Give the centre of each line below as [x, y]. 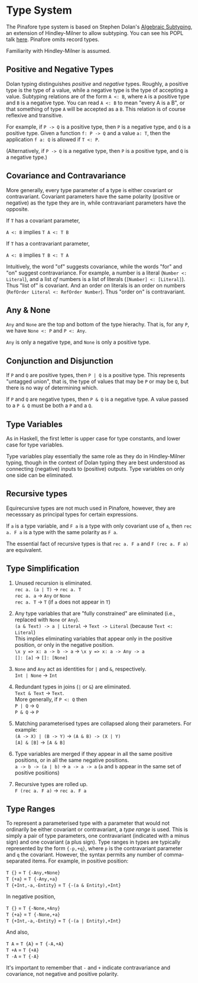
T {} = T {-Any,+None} [33, 873]
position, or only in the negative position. [64, 644]
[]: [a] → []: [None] [41, 657]
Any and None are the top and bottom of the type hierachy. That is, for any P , [98, 324]
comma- [174, 855]
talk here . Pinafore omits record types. [53, 39]
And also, [18, 932]
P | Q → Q [27, 706]
